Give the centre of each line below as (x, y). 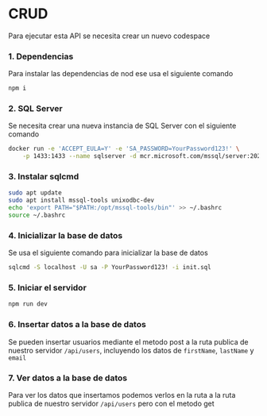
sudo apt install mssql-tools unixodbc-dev (81, 200)
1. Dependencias (41, 56)
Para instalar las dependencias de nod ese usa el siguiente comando (121, 74)
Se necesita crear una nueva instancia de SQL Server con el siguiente (122, 126)
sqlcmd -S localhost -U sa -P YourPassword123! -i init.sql (110, 268)
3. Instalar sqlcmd (44, 177)
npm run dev (28, 304)
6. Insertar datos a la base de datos (77, 325)
